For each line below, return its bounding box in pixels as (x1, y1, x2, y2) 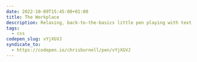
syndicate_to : (6, 42, 41, 48)
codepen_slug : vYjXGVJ (6, 36, 62, 42)
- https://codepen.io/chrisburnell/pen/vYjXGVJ (11, 47, 131, 53)
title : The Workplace (6, 14, 60, 20)
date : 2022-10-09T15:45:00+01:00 (6, 8, 89, 15)
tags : (6, 25, 20, 31)
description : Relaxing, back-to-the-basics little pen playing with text (6, 19, 192, 25)
